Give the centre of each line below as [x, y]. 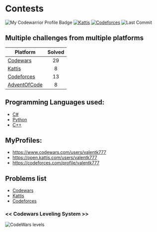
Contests [24, 9]
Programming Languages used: [55, 102]
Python [20, 119]
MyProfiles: [24, 140]
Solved [56, 52]
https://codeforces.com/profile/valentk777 [56, 163]
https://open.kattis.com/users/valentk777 [55, 157]
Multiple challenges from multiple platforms [75, 38]
